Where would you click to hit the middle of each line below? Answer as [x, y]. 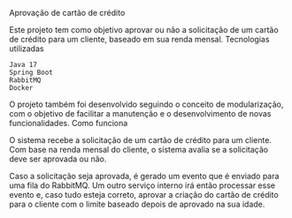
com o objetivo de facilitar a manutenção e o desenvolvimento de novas [140, 113]
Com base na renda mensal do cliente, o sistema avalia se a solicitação [138, 150]
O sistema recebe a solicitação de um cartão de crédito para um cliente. [141, 140]
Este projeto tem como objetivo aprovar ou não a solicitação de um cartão [144, 30]
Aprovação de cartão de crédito [67, 13]
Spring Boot [31, 72]
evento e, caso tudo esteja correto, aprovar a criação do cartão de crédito [144, 195]
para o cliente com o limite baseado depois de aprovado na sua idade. [137, 204]
